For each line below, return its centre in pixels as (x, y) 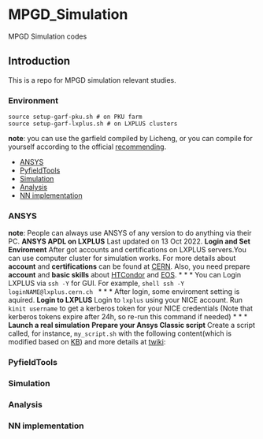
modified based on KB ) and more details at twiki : (87, 342)
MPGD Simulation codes (48, 36)
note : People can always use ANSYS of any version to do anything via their (130, 233)
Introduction (39, 61)
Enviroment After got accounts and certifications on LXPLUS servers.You (127, 250)
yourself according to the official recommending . (87, 147)
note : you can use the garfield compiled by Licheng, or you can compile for (131, 139)
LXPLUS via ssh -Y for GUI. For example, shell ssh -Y (96, 283)
